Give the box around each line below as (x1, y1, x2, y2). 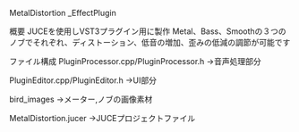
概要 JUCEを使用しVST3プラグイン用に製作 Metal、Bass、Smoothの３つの (9, 26, 286, 37)
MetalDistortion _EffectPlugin (9, 8, 116, 18)
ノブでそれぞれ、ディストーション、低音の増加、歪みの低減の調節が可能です (9, 37, 291, 47)
